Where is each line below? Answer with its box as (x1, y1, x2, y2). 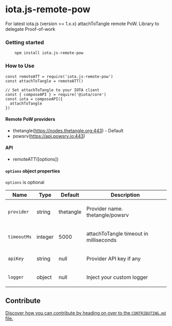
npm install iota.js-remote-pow (14, 50, 83, 56)
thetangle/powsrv (86, 212, 129, 219)
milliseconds (86, 237, 117, 244)
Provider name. (86, 205, 123, 212)
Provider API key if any (86, 255, 141, 262)
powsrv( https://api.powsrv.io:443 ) (12, 133, 85, 139)
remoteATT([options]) (12, 156, 59, 162)
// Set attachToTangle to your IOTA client (5, 87, 100, 93)
